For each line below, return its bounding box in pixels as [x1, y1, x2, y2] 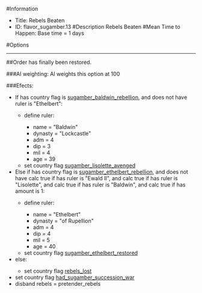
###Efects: [6, 82, 34, 89]
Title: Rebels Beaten [14, 17, 65, 24]
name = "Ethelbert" [32, 211, 81, 218]
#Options [6, 42, 29, 48]
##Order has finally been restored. [6, 58, 92, 66]
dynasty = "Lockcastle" [32, 130, 91, 137]
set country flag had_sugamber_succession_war [14, 274, 135, 281]
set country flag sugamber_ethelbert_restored [23, 250, 138, 256]
